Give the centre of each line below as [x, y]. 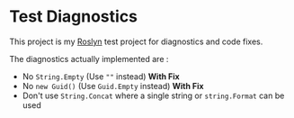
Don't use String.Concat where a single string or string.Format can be [153, 95]
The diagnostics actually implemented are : [89, 59]
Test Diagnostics [73, 17]
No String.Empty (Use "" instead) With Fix [101, 76]
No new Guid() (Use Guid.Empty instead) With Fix [113, 86]
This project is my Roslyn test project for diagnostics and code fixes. [136, 41]
